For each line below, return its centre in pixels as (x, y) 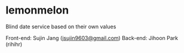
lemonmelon (37, 10)
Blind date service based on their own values (61, 26)
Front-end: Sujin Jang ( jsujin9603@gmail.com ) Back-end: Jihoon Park (92, 38)
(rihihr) (14, 44)
